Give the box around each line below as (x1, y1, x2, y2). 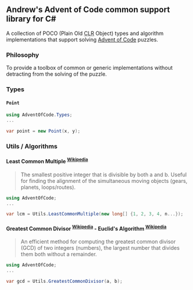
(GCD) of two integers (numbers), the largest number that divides (20, 244, 180, 252)
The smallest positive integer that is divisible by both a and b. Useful (20, 171, 187, 178)
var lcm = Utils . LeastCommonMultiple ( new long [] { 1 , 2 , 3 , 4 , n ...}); (6, 211, 184, 217)
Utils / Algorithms (6, 142, 58, 150)
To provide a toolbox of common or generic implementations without (6, 65, 173, 72)
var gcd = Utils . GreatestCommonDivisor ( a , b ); (6, 278, 123, 284)
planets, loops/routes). (20, 183, 76, 191)
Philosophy (6, 50, 40, 59)
